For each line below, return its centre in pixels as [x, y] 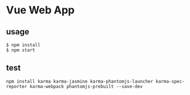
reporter [17, 86]
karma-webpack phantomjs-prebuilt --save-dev [86, 86]
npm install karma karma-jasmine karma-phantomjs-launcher [80, 81]
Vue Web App [40, 10]
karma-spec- [170, 81]
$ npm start [21, 50]
